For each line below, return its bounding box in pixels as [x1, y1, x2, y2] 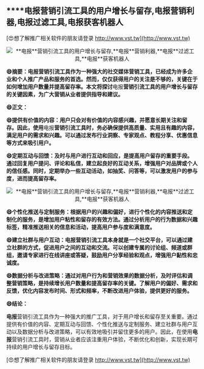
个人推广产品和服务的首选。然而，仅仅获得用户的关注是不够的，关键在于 [16, 75, 198, 83]
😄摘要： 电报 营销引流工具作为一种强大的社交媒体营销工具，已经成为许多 [6, 67, 188, 75]
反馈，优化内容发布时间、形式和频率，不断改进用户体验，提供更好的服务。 [6, 287, 192, 294]
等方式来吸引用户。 [6, 139, 55, 146]
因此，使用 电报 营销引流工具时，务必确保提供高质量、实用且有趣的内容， [16, 124, 198, 131]
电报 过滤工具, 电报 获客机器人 [17, 17, 124, 27]
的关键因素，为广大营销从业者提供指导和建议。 [6, 90, 123, 98]
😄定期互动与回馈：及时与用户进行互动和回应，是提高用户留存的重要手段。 [6, 152, 193, 159]
